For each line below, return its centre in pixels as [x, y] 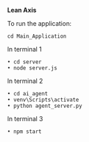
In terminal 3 [25, 119]
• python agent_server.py [44, 106]
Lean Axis [22, 10]
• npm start [24, 132]
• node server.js [32, 68]
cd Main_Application [37, 36]
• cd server [24, 62]
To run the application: [39, 23]
